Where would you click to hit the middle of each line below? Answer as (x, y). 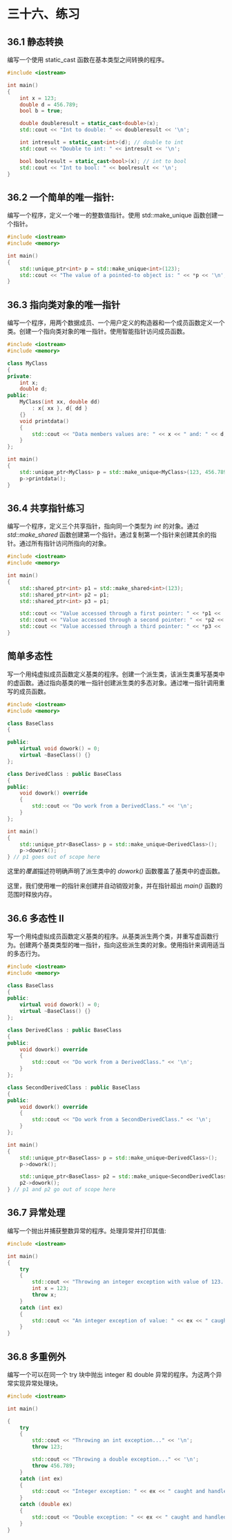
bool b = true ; (41, 111)
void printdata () (45, 421)
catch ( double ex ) (46, 1504)
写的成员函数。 (28, 691)
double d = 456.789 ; (49, 104)
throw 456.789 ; (54, 1465)
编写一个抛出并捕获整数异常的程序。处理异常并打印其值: (87, 1230)
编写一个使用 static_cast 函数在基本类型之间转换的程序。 (88, 60)
